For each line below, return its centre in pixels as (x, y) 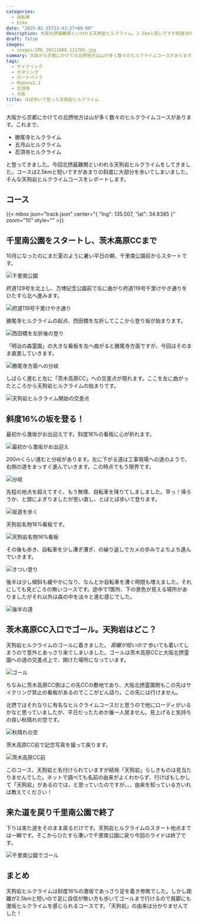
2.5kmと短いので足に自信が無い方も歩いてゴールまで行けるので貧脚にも (104, 898)
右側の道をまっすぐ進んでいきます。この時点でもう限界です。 (80, 467)
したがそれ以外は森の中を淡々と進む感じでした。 (76, 597)
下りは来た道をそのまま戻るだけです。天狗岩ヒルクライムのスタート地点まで (99, 827)
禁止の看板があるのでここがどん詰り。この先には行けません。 (106, 692)
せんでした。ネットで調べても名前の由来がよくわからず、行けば (93, 777)
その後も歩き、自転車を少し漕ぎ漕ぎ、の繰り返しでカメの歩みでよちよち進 (96, 550)
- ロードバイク (27, 77)
